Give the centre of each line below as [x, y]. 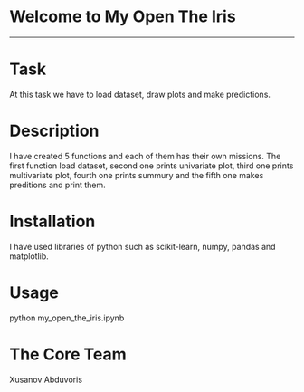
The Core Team [68, 354]
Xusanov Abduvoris [46, 379]
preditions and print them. [57, 185]
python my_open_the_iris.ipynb [67, 318]
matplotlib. [29, 256]
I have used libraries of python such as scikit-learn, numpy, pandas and [142, 246]
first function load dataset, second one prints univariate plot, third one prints [152, 166]
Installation [52, 221]
